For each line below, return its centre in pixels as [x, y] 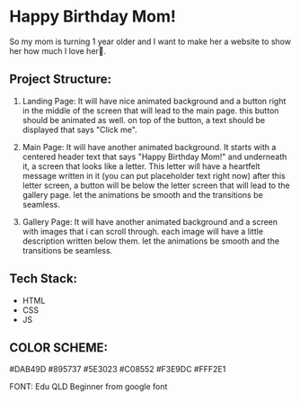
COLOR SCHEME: [59, 348]
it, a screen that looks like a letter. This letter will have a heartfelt [141, 166]
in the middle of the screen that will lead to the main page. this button [150, 111]
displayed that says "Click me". [79, 129]
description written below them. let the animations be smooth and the [151, 241]
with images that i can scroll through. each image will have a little [142, 231]
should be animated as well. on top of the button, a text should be [144, 120]
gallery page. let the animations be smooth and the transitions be [142, 194]
